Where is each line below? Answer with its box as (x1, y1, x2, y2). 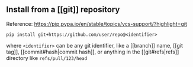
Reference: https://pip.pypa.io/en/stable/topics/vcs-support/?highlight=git (6, 20, 188, 27)
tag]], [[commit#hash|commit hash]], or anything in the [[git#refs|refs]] (6, 48, 179, 55)
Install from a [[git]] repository (6, 5, 120, 15)
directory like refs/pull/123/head (6, 54, 88, 61)
